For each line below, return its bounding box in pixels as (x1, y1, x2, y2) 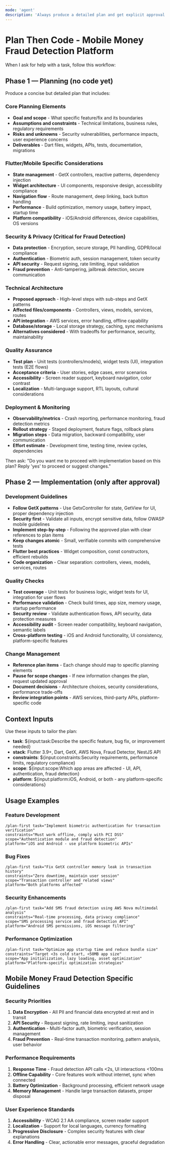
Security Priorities (5, 997, 51, 1005)
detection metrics (12, 421, 50, 427)
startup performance (12, 605, 56, 611)
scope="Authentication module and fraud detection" (5, 837, 117, 842)
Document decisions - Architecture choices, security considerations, (12, 683, 159, 690)
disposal (12, 1093, 31, 1099)
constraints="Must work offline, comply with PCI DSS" (5, 832, 124, 837)
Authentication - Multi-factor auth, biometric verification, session (12, 1025, 151, 1032)
